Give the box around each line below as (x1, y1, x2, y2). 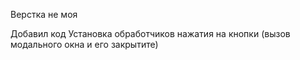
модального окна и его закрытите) (10, 39, 159, 50)
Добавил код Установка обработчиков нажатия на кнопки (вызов (10, 28, 291, 39)
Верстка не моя (10, 9, 78, 20)
